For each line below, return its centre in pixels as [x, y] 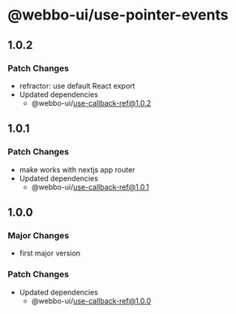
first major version [50, 253]
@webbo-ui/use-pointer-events [118, 15]
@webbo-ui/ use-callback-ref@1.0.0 [91, 301]
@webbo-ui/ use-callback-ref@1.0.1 [90, 187]
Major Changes [39, 235]
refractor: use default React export [77, 85]
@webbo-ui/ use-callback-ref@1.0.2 [91, 102]
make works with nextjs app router [77, 169]
